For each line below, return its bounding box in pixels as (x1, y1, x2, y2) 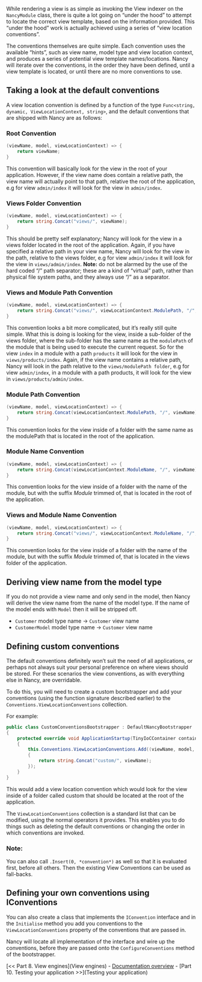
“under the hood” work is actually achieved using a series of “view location (6, 24, 192, 31)
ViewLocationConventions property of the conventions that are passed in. (6, 926, 186, 933)
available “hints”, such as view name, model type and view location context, (6, 49, 194, 56)
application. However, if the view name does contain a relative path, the (6, 171, 183, 178)
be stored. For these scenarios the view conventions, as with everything (6, 670, 185, 677)
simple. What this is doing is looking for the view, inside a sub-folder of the (6, 331, 191, 338)
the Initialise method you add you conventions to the (6, 919, 143, 927)
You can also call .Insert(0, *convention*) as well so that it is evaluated (6, 858, 187, 865)
